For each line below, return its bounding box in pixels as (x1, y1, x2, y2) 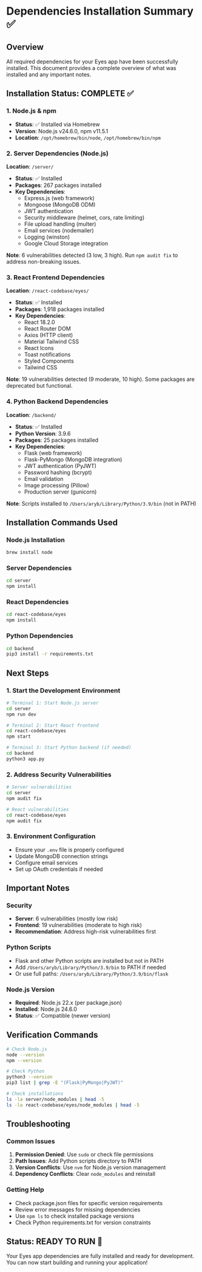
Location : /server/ (6, 162, 54, 170)
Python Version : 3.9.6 (15, 430, 71, 437)
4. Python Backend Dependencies (6, 397, 109, 406)
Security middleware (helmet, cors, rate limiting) (24, 214, 145, 221)
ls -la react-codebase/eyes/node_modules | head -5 (6, 1102, 140, 1108)
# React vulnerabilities (6, 806, 69, 812)
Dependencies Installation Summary (6, 4, 194, 18)
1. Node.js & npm (6, 107, 56, 115)
